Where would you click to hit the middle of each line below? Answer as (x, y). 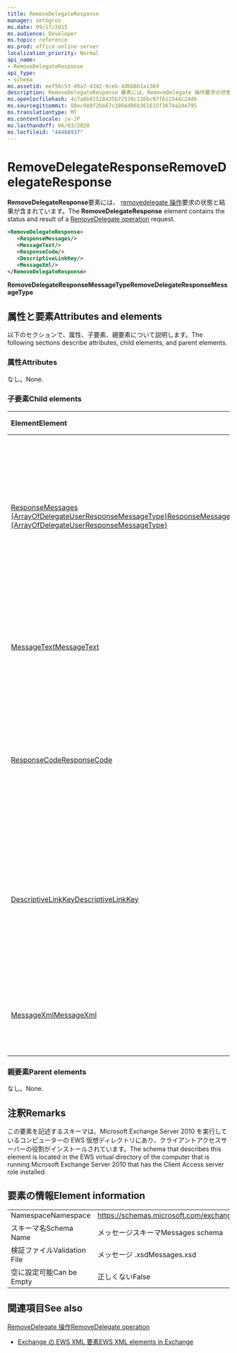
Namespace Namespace (51, 1215)
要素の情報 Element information (77, 1196)
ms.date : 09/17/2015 (38, 27)
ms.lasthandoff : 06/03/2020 (49, 125)
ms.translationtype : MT (42, 112)
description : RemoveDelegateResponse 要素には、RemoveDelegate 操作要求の (114, 93)
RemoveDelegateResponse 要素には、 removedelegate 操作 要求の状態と (113, 203)
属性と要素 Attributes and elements (85, 316)
